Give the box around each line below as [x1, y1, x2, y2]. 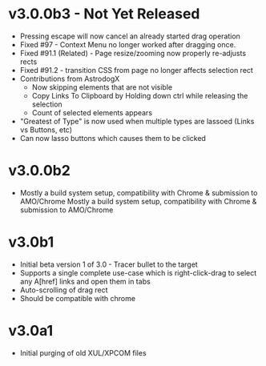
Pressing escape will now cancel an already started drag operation [19, 31, 240, 41]
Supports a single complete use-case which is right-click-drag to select [19, 267, 257, 277]
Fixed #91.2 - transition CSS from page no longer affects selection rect [19, 65, 254, 74]
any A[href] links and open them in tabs [19, 276, 151, 286]
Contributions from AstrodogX [19, 74, 120, 83]
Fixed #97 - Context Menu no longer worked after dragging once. [19, 39, 236, 49]
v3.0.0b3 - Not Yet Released [8, 5, 200, 23]
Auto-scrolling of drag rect [19, 285, 108, 295]
